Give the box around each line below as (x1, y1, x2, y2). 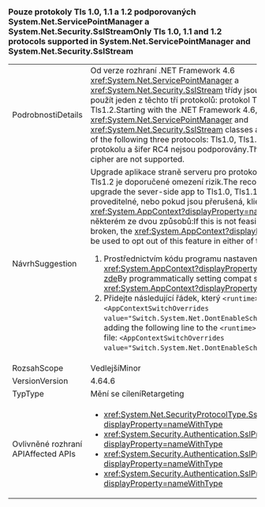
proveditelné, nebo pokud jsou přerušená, (90, 196, 245, 207)
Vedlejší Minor (90, 363, 141, 374)
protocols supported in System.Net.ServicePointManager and (8, 35, 251, 47)
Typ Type (12, 389, 45, 400)
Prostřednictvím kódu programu (103, 253, 222, 264)
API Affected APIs (12, 449, 77, 460)
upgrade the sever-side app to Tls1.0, (90, 186, 233, 197)
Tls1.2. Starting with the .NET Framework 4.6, (90, 105, 258, 116)
